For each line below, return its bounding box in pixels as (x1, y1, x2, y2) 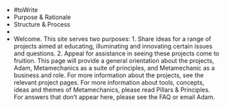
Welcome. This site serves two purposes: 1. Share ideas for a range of (13, 35, 212, 43)
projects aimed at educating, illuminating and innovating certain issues (13, 42, 213, 50)
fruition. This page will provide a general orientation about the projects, (13, 57, 214, 64)
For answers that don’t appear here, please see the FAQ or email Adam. (13, 93, 216, 101)
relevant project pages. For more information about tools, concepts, (13, 79, 205, 86)
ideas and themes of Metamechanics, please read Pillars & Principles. (13, 85, 210, 94)
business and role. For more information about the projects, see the (13, 71, 204, 79)
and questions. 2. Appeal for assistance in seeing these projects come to (13, 49, 220, 57)
